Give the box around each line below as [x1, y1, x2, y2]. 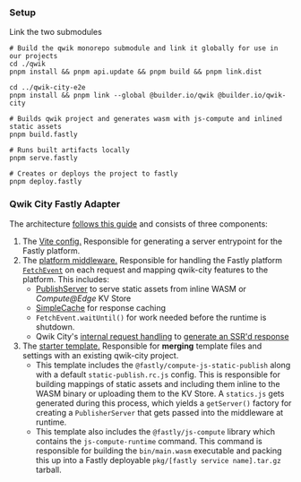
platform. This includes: [21, 273, 110, 284]
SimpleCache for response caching [35, 302, 167, 313]
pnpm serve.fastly [9, 154, 78, 163]
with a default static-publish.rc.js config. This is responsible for [35, 369, 280, 380]
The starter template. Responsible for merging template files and [21, 340, 262, 351]
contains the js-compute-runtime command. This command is [35, 435, 262, 446]
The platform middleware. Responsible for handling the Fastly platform [21, 254, 283, 265]
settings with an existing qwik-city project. [21, 349, 179, 360]
